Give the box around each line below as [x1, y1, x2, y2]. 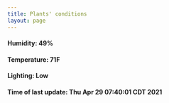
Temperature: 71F [7, 55, 60, 64]
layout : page [7, 17, 46, 24]
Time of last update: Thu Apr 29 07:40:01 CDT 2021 [7, 87, 163, 96]
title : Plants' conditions [7, 10, 87, 18]
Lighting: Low [7, 72, 48, 80]
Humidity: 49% [7, 39, 53, 48]
